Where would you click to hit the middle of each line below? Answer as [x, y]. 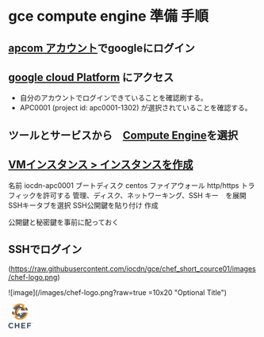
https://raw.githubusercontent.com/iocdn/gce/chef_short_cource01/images [133, 269]
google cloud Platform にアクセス [91, 77]
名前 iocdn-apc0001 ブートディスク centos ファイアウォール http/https [124, 185]
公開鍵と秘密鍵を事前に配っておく [63, 222]
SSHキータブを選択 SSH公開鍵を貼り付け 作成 [83, 205]
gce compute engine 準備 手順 [108, 16]
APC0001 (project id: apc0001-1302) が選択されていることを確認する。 [136, 108]
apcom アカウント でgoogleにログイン [102, 48]
